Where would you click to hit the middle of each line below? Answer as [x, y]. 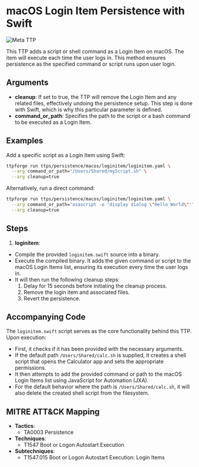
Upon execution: [26, 338]
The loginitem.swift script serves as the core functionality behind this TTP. [99, 331]
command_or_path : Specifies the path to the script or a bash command [102, 116]
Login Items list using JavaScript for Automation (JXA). [82, 380]
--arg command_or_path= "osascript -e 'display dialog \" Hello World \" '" [103, 205]
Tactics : [25, 426]
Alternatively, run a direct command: [50, 188]
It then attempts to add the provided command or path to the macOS [98, 374]
